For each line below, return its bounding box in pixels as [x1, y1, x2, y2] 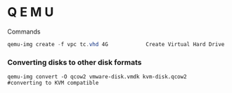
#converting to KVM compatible [7, 80, 99, 87]
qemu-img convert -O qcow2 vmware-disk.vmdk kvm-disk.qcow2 [7, 73, 188, 80]
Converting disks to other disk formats [7, 57, 142, 67]
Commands [7, 27, 41, 36]
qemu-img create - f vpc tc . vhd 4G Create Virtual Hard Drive [7, 41, 225, 48]
